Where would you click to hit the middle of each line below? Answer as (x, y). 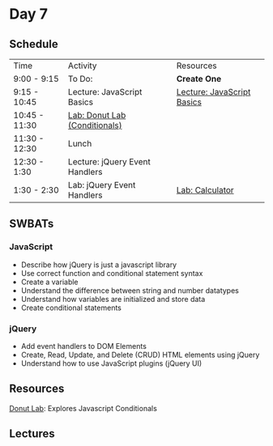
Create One (199, 79)
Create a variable (50, 282)
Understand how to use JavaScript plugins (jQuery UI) (111, 363)
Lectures (32, 434)
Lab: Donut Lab (97, 115)
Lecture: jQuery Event (109, 161)
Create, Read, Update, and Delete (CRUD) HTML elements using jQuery (140, 355)
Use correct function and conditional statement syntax (112, 273)
